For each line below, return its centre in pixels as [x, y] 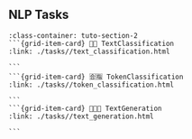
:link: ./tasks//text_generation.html [81, 116]
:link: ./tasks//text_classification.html [89, 51]
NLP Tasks [39, 15]
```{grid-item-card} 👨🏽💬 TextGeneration [86, 108]
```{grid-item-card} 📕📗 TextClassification [91, 43]
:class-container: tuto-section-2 [73, 35]
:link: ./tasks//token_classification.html [91, 85]
